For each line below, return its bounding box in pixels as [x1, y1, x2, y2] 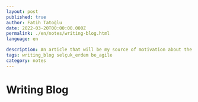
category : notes [6, 57, 46, 64]
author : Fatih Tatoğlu [6, 19, 62, 25]
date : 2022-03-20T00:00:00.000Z [6, 25, 86, 31]
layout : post [6, 8, 39, 15]
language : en [6, 36, 39, 42]
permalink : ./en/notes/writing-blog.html [6, 31, 110, 37]
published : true [6, 14, 46, 20]
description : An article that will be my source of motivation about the [6, 47, 193, 53]
